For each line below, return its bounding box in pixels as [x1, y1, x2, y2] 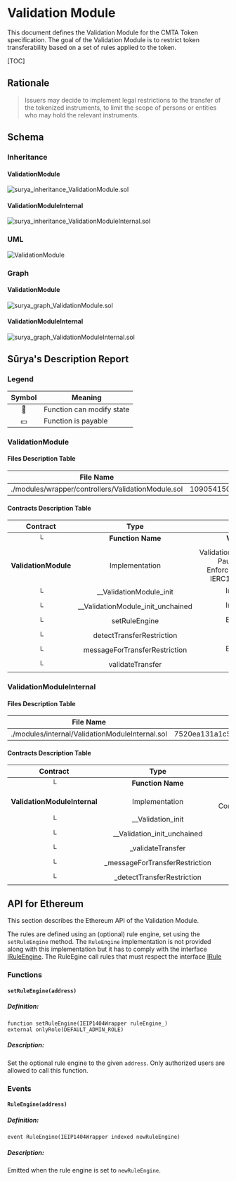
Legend [7, 374, 34, 384]
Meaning [71, 392, 102, 402]
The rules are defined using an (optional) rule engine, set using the [7, 930, 200, 938]
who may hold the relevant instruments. [24, 110, 139, 119]
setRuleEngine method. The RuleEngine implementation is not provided [7, 938, 211, 946]
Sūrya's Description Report [7, 353, 129, 365]
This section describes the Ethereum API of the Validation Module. [7, 917, 199, 925]
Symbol [11, 392, 37, 402]
